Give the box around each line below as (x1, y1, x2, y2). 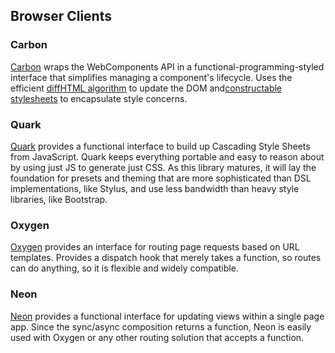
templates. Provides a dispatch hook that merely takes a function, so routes (10, 252, 322, 264)
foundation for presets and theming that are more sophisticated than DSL (10, 172, 312, 184)
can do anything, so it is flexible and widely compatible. (10, 262, 239, 274)
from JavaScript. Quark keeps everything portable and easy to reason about (10, 150, 325, 163)
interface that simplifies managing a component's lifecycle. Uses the (10, 71, 293, 83)
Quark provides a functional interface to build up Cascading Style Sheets (10, 140, 311, 152)
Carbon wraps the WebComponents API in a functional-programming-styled (10, 60, 325, 73)
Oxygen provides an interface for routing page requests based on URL (10, 241, 300, 253)
